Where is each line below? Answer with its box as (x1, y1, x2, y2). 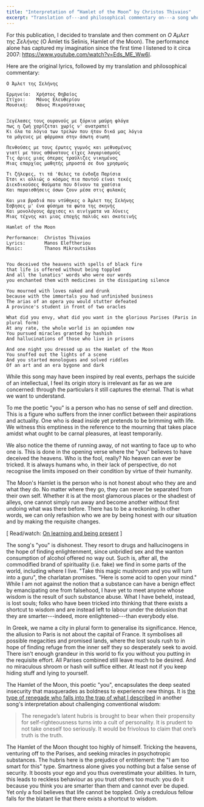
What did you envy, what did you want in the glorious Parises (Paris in (6, 314, 197, 321)
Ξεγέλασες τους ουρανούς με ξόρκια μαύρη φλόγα (6, 118, 129, 124)
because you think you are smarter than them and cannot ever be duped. (6, 781, 189, 789)
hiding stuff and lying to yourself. (6, 669, 89, 676)
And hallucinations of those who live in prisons (6, 335, 135, 342)
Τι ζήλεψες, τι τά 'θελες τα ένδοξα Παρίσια (6, 171, 121, 177)
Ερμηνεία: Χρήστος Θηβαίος (6, 91, 78, 97)
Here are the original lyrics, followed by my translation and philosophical (6, 62, 187, 70)
